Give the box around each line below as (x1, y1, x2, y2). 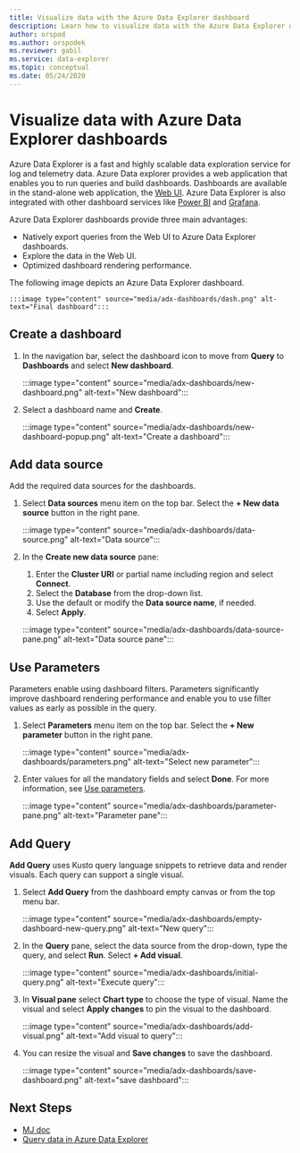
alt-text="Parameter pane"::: (62, 810, 168, 821)
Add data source (9, 457, 104, 472)
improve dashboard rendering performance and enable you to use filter (9, 693, 271, 704)
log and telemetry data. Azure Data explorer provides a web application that (9, 167, 288, 179)
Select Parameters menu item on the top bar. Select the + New (21, 720, 254, 730)
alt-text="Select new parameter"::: (133, 756, 261, 767)
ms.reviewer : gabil (9, 47, 82, 56)
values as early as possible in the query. (9, 703, 157, 713)
